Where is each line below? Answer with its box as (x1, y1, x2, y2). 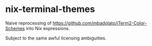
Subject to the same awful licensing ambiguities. (5, 35, 107, 41)
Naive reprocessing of (5, 20, 52, 26)
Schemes (5, 25, 25, 31)
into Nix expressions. (26, 25, 70, 31)
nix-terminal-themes (5, 3, 95, 15)
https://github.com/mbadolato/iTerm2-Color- (52, 20, 147, 26)
